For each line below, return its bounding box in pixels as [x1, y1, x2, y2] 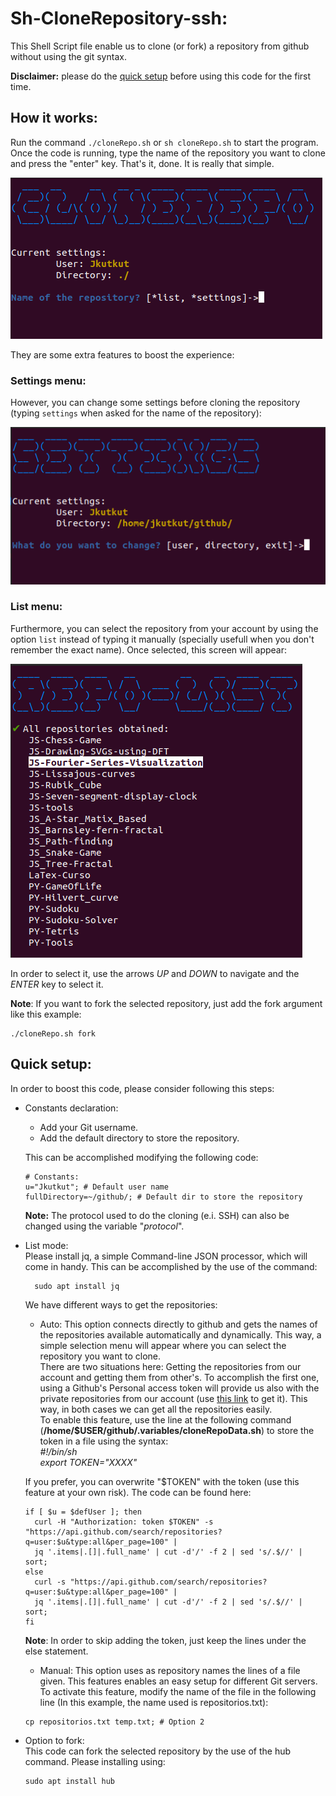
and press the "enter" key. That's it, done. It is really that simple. [10, 157, 275, 169]
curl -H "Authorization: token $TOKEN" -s [34, 1517, 214, 1527]
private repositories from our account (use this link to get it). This [39, 1392, 308, 1404]
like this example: [10, 1008, 82, 1020]
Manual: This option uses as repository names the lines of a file [39, 1664, 301, 1676]
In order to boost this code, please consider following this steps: [10, 1082, 275, 1094]
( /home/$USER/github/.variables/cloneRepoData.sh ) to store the [39, 1424, 315, 1436]
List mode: [24, 1239, 69, 1251]
